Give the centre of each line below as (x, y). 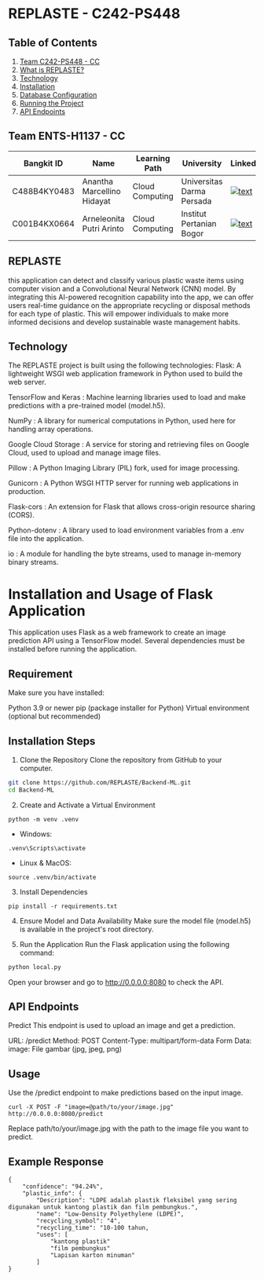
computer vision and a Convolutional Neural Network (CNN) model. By (122, 288)
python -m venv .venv (44, 819)
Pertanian (199, 223)
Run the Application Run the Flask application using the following (125, 944)
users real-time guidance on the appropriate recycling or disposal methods (129, 305)
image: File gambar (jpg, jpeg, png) (65, 1049)
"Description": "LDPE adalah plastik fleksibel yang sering (137, 1201)
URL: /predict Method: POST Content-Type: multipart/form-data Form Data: (130, 1040)
